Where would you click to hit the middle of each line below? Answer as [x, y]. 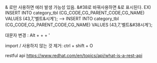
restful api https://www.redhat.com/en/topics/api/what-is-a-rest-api [74, 55]
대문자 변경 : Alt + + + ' [27, 35]
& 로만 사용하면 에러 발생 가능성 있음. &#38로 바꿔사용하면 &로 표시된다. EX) [78, 7]
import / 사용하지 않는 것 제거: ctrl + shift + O [49, 46]
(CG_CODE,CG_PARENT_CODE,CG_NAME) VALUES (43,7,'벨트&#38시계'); [79, 25]
